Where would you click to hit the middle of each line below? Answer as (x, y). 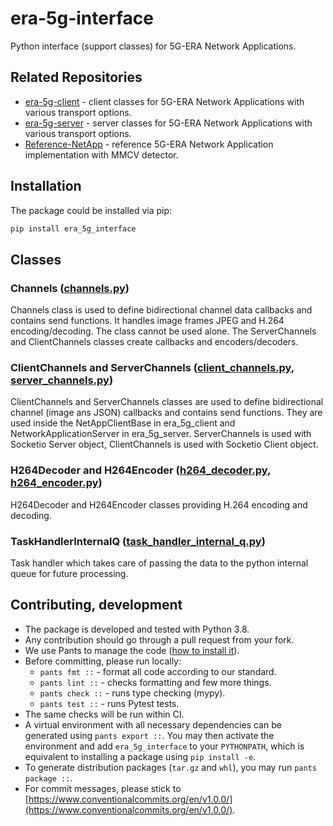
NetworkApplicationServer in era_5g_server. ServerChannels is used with (161, 434)
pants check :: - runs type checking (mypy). (132, 693)
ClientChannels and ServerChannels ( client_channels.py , (152, 368)
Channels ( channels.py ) (70, 288)
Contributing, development (96, 605)
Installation (46, 186)
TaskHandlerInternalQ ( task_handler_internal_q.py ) (138, 541)
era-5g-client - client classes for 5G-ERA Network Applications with (164, 101)
